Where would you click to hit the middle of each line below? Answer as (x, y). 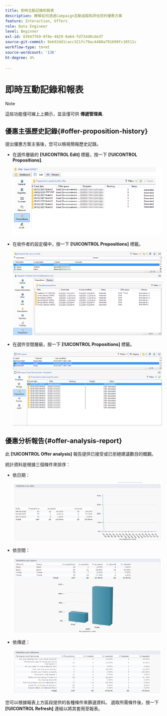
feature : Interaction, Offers (37, 21)
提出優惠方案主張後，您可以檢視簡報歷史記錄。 (53, 144)
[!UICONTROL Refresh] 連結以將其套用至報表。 (54, 709)
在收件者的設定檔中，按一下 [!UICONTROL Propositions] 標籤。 (78, 244)
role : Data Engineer (27, 26)
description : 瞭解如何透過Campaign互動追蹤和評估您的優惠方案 (64, 16)
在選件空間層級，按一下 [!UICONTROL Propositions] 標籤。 (73, 344)
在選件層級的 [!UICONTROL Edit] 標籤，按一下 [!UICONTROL (75, 155)
